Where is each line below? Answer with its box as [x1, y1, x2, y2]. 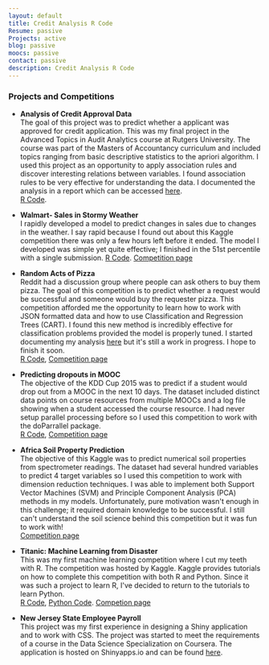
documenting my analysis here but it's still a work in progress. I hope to [19, 337, 256, 347]
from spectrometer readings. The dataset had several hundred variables [19, 462, 259, 472]
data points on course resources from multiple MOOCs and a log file [19, 395, 247, 405]
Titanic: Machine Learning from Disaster [19, 547, 158, 556]
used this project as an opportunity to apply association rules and [19, 160, 237, 170]
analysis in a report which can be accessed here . [19, 186, 183, 196]
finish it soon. [19, 345, 66, 355]
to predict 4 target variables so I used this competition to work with [19, 471, 243, 481]
